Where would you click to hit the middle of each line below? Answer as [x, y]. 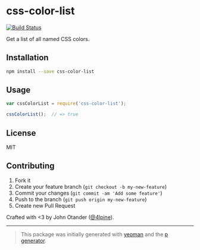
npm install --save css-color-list [50, 71]
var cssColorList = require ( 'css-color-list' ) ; [66, 104]
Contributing [30, 166]
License [21, 133]
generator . [33, 240]
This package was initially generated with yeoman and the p [94, 234]
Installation [27, 58]
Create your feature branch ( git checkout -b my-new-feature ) [91, 186]
